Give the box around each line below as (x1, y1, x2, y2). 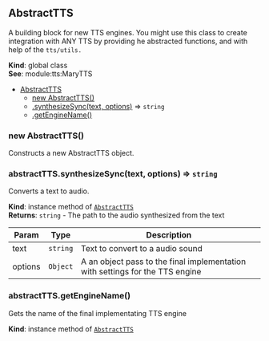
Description (146, 229, 192, 241)
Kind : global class (8, 60, 68, 70)
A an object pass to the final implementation (81, 256, 247, 267)
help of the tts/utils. (8, 44, 82, 55)
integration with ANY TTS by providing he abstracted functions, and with (8, 36, 248, 46)
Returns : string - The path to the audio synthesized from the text (8, 210, 225, 220)
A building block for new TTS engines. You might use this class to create (8, 27, 248, 37)
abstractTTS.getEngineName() (8, 290, 130, 302)
